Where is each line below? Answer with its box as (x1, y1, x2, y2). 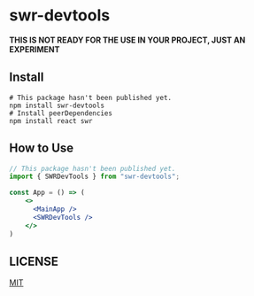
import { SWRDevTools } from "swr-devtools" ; (9, 172, 180, 182)
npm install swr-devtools (9, 101, 104, 110)
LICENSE (9, 253, 59, 269)
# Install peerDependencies (9, 108, 113, 118)
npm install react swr (9, 116, 93, 125)
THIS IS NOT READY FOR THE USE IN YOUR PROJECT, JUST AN (9, 35, 246, 45)
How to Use (9, 141, 74, 156)
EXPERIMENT (9, 43, 60, 54)
